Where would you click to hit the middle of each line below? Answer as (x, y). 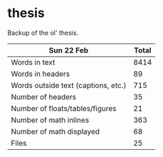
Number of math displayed (56, 131)
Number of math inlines (50, 120)
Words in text (33, 62)
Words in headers (40, 74)
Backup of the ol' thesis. (43, 33)
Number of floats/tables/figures (64, 108)
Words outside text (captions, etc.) (69, 85)
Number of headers (44, 97)
